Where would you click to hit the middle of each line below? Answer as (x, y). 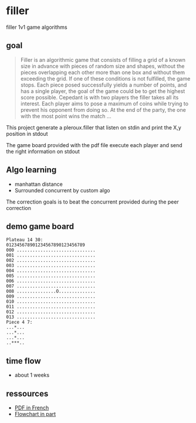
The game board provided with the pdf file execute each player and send (94, 145)
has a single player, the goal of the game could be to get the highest (103, 91)
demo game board (40, 226)
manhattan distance (38, 184)
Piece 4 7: (19, 322)
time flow (23, 361)
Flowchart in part (35, 414)
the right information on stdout (43, 151)
